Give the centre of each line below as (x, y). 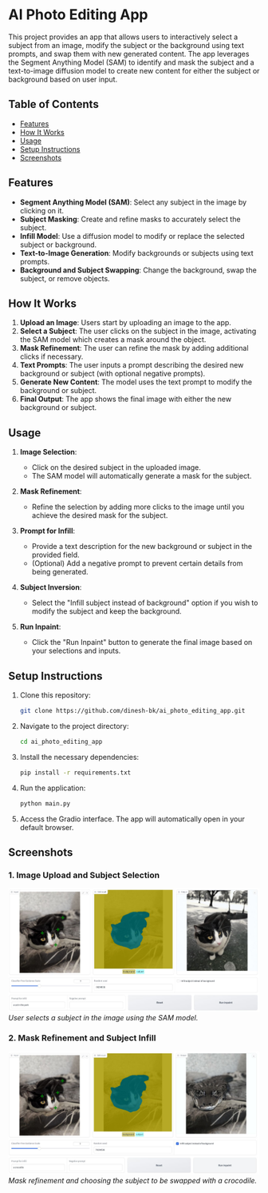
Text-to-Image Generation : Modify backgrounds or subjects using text (136, 253)
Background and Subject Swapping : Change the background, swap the (138, 270)
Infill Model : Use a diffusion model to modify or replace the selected (132, 236)
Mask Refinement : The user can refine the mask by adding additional (134, 348)
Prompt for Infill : (47, 531)
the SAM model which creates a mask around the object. (113, 340)
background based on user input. (63, 79)
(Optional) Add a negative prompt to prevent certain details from (137, 563)
